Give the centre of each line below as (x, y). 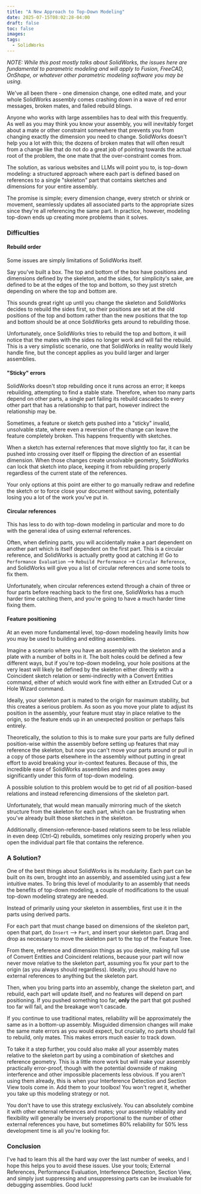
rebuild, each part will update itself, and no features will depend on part (95, 994)
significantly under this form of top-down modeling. (70, 775)
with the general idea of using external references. (69, 531)
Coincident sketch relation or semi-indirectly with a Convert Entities (90, 676)
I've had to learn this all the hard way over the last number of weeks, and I (98, 1159)
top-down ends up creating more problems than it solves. (78, 217)
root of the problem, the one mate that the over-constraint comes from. (94, 155)
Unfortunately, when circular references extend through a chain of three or (99, 586)
